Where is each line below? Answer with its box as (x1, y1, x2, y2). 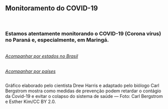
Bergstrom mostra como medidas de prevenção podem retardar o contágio (5, 88, 161, 94)
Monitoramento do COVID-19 (5, 4, 98, 13)
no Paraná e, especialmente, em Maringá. (5, 36, 109, 43)
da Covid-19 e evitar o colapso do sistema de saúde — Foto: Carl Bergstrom (5, 93, 163, 99)
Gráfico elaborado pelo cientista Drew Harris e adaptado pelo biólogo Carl (5, 83, 160, 89)
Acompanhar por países (5, 68, 56, 75)
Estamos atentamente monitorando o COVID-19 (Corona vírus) (5, 30, 161, 37)
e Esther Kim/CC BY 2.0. (5, 98, 57, 105)
